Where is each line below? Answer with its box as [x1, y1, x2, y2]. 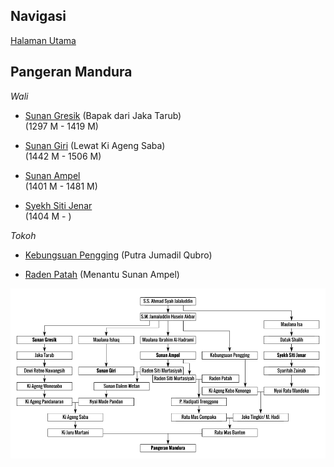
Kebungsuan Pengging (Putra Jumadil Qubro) [24, 249, 213, 261]
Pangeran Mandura [10, 64, 133, 81]
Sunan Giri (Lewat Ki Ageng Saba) [24, 139, 166, 151]
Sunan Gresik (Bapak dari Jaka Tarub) [24, 109, 182, 121]
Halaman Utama [10, 34, 77, 46]
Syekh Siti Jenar [24, 199, 93, 211]
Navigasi [10, 8, 67, 25]
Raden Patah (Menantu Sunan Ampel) [24, 268, 180, 280]
